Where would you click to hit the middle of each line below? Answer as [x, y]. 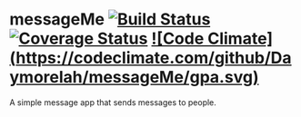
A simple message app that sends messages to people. [113, 102]
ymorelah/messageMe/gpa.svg [131, 78]
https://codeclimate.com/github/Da [154, 58]
